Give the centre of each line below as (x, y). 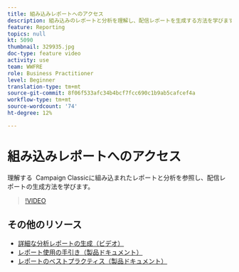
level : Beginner (31, 80)
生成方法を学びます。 (63, 186)
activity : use (28, 60)
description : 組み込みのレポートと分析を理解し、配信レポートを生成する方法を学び (116, 21)
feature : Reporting (36, 27)
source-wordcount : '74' (43, 107)
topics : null (27, 34)
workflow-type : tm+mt (39, 100)
